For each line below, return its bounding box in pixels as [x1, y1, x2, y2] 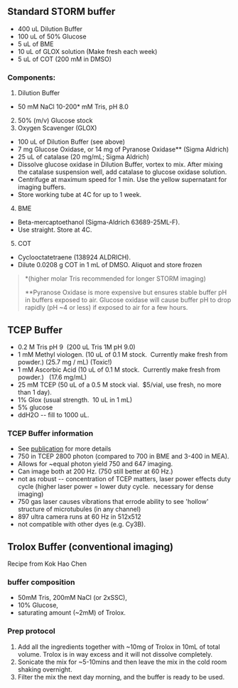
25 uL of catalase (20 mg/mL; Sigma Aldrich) [17, 153, 149, 161]
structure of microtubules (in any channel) [17, 505, 141, 514]
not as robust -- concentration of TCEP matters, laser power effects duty [17, 475, 231, 483]
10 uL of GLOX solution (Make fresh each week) [17, 47, 158, 55]
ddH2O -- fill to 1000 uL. [17, 410, 90, 419]
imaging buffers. [17, 183, 66, 191]
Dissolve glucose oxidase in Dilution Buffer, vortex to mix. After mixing [17, 160, 223, 169]
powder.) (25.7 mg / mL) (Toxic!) [17, 358, 112, 366]
